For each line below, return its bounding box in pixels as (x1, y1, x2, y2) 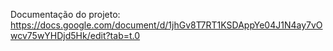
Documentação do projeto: (10, 9, 121, 20)
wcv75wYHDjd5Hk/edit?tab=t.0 (10, 30, 141, 41)
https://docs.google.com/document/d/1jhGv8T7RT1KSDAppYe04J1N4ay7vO (10, 19, 323, 31)
